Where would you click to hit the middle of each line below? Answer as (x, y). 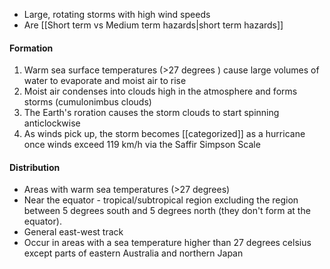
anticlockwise (52, 123)
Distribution (35, 167)
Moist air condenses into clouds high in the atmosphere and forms (160, 91)
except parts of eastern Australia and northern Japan (133, 253)
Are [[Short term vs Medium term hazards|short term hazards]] (153, 25)
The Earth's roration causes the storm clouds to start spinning (151, 113)
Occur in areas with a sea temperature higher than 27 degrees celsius (167, 243)
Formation (31, 48)
